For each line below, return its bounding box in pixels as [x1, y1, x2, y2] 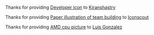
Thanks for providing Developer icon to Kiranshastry [5, 5, 116, 10]
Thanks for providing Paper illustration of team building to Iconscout [5, 14, 149, 20]
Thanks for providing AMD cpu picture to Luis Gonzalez [5, 24, 123, 30]
